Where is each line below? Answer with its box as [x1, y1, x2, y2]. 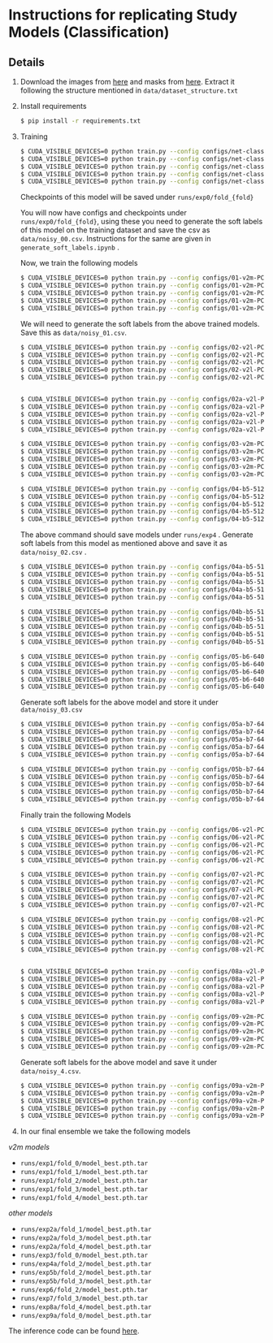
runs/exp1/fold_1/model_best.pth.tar [19, 1168, 149, 1176]
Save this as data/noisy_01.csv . [19, 327, 128, 337]
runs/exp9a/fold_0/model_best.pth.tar [19, 1312, 152, 1320]
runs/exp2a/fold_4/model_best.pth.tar [19, 1243, 152, 1251]
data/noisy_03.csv [19, 706, 83, 714]
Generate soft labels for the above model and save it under [19, 1057, 218, 1067]
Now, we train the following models [19, 258, 138, 268]
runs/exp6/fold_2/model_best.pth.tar [19, 1286, 149, 1294]
